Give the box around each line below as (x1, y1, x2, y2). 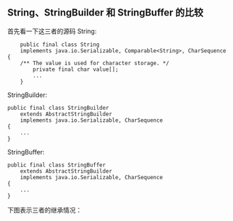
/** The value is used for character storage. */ (20, 59, 170, 67)
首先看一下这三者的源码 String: (7, 27, 97, 35)
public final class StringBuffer (7, 161, 106, 169)
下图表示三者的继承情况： (7, 205, 82, 214)
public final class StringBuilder (7, 104, 110, 111)
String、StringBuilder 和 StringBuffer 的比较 (7, 6, 204, 19)
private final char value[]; (33, 66, 119, 73)
